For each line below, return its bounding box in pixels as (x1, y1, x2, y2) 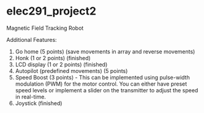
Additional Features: (6, 36, 57, 43)
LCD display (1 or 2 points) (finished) (15, 61, 108, 68)
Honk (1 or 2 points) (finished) (15, 54, 91, 61)
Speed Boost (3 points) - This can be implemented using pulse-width (15, 74, 190, 81)
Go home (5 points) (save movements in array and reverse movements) (15, 47, 195, 55)
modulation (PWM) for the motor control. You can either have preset (15, 80, 187, 87)
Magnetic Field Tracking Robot (6, 24, 84, 32)
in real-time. (15, 93, 46, 100)
